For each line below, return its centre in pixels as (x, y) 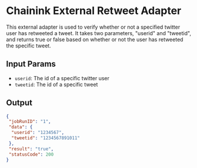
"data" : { (21, 127)
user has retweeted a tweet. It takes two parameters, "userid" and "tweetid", (98, 33)
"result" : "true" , (31, 149)
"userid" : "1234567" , (38, 133)
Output (19, 103)
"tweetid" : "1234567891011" (46, 138)
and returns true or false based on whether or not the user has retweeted (95, 39)
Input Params (31, 64)
